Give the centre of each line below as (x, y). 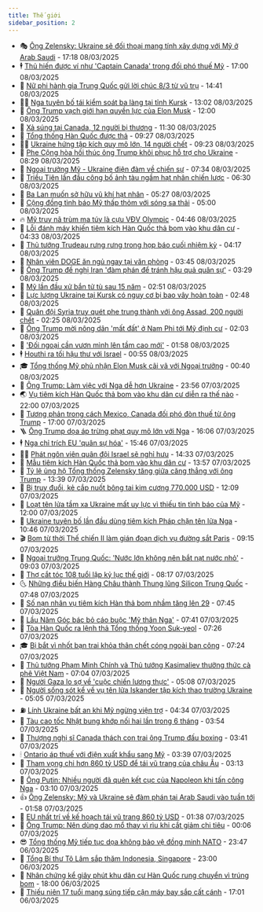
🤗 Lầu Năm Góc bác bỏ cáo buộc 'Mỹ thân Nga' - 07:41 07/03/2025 (129, 620)
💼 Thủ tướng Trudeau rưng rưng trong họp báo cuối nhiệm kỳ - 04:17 (130, 245)
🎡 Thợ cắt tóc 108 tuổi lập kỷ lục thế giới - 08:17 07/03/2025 (117, 574)
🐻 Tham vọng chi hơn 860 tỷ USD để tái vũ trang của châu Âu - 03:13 (131, 763)
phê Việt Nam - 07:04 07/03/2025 (75, 673)
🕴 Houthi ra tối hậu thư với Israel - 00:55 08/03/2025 (104, 354)
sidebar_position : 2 (42, 23)
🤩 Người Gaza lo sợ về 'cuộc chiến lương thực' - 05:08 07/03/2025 (127, 682)
